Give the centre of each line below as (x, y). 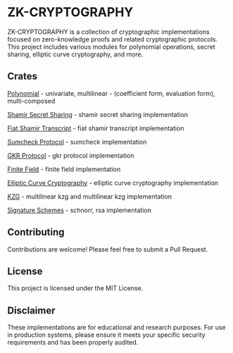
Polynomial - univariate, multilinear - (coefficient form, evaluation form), (111, 93)
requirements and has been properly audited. (73, 342)
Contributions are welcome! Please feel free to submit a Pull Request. (108, 249)
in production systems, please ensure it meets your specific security (106, 335)
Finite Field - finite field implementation (64, 169)
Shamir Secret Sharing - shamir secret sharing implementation (98, 114)
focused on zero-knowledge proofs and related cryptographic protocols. (113, 39)
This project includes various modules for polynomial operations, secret (112, 47)
